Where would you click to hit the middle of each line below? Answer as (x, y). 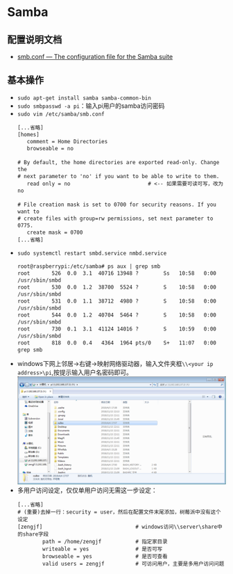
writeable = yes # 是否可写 (103, 549)
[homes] (28, 134)
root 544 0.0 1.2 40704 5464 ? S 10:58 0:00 (116, 315)
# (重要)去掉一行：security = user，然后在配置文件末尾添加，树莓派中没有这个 (119, 512)
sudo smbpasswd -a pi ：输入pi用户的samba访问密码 (91, 106)
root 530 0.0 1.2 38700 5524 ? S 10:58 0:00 (116, 287)
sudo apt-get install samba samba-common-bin (84, 98)
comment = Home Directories (67, 141)
